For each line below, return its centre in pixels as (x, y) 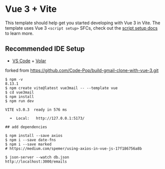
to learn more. (19, 33)
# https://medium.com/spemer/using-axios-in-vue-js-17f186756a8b (73, 148)
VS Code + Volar (29, 61)
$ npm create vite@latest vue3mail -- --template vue (62, 88)
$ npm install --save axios (34, 135)
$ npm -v (14, 79)
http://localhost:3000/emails (36, 162)
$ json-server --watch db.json (37, 157)
